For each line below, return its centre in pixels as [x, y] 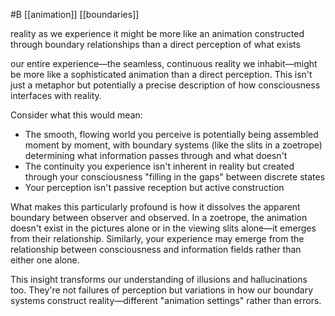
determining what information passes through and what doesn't [156, 155]
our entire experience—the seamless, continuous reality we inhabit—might [164, 63]
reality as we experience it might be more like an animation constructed [157, 33]
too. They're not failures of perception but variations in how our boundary [162, 290]
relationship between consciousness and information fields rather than [156, 249]
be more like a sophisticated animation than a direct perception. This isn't [161, 74]
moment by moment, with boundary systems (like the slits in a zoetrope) [173, 145]
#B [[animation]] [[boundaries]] [75, 14]
